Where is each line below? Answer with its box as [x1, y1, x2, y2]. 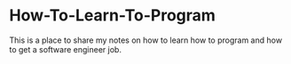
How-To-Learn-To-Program [9, 5, 216, 26]
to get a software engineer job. [9, 44, 122, 54]
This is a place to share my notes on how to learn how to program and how [9, 35, 282, 45]
